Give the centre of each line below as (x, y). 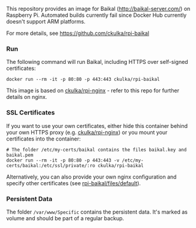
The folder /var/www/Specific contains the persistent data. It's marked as (97, 212)
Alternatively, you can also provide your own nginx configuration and (91, 177)
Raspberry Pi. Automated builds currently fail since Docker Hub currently (96, 15)
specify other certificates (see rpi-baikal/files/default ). (74, 183)
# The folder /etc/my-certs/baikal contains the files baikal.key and (96, 150)
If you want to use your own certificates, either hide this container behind (97, 125)
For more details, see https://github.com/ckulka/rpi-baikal (78, 33)
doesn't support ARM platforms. (46, 21)
